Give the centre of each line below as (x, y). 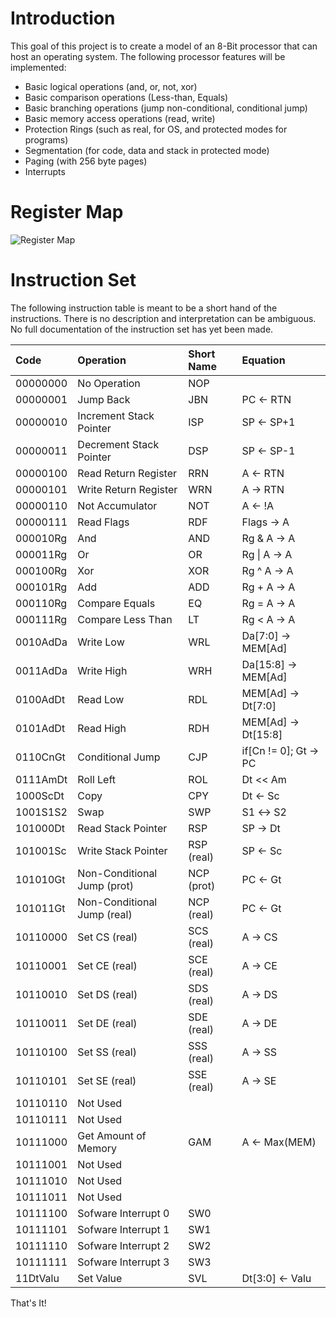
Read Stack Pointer (122, 828)
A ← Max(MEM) (279, 1142)
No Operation (109, 383)
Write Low (101, 642)
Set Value (100, 1278)
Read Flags (103, 522)
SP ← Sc (262, 850)
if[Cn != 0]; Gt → (280, 750)
